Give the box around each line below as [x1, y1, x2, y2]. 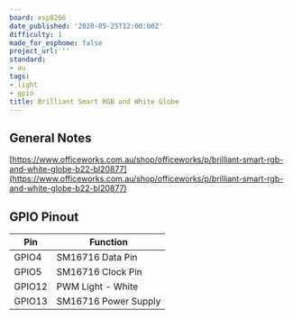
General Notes [9, 130, 92, 145]
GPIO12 [14, 280, 48, 293]
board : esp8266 [9, 13, 67, 23]
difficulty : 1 [9, 30, 63, 39]
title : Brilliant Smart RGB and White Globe [9, 96, 179, 106]
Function [88, 236, 129, 248]
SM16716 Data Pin [56, 251, 138, 263]
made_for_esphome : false [9, 38, 103, 48]
